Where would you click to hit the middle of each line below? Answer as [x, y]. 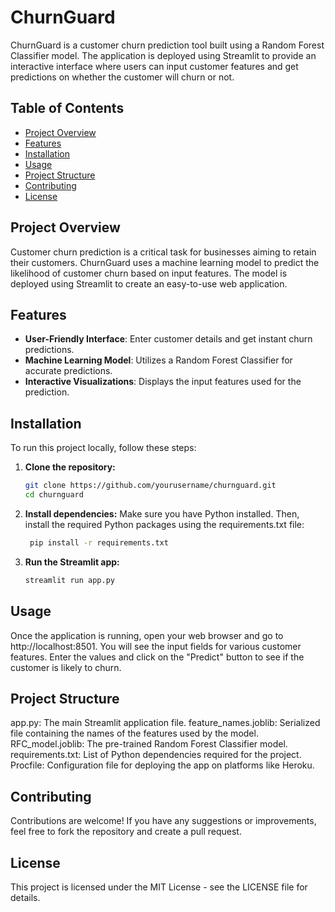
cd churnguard [54, 495]
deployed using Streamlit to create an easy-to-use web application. [149, 283]
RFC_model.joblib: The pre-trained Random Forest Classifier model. [149, 744]
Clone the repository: [70, 467]
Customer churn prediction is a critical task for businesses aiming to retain [163, 252]
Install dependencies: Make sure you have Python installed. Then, [162, 513]
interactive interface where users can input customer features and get [154, 66]
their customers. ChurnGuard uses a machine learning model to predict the [165, 262]
